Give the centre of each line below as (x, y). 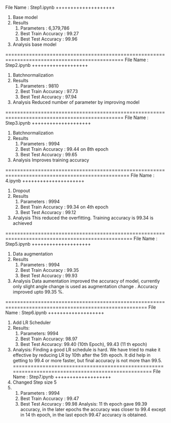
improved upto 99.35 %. (38, 292)
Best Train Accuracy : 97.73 (49, 91)
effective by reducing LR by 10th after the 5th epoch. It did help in (81, 355)
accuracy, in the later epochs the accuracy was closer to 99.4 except (93, 409)
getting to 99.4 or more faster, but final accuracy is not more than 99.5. (87, 360)
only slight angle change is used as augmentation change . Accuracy (85, 286)
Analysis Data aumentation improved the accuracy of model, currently (86, 281)
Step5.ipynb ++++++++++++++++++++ (48, 244)
